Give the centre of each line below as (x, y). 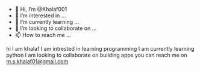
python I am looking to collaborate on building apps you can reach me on (97, 55)
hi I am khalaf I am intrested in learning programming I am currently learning (100, 49)
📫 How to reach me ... (43, 35)
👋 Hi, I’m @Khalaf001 (41, 9)
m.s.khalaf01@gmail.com (37, 61)
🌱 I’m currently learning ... (47, 22)
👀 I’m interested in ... (40, 16)
